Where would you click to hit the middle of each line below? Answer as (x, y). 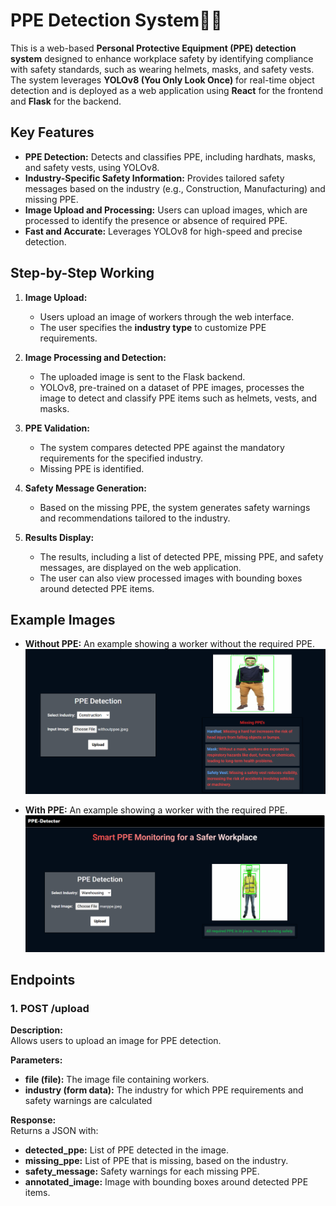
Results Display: (59, 537)
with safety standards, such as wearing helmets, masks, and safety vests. (162, 69)
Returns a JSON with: (54, 1131)
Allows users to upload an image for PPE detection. (116, 1041)
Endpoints (43, 980)
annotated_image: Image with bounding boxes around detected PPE (166, 1182)
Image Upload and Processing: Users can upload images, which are (166, 210)
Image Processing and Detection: (95, 357)
